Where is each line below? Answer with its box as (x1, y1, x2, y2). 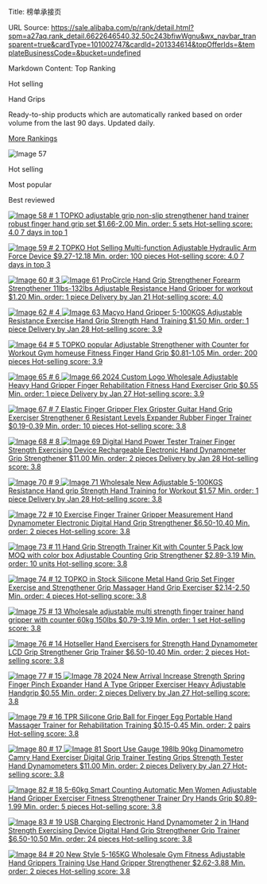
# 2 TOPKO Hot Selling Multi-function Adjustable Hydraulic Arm (48, 243, 257, 252)
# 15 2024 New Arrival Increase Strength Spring (48, 671, 246, 680)
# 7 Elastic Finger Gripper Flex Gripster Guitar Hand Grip (48, 405, 233, 413)
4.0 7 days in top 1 (8, 227, 68, 237)
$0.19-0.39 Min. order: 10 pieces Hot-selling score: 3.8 (8, 421, 187, 431)
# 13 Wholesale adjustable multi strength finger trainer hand (48, 607, 244, 616)
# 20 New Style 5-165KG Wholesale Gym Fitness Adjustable (48, 850, 246, 859)
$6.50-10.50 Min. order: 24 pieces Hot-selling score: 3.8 (8, 834, 193, 843)
